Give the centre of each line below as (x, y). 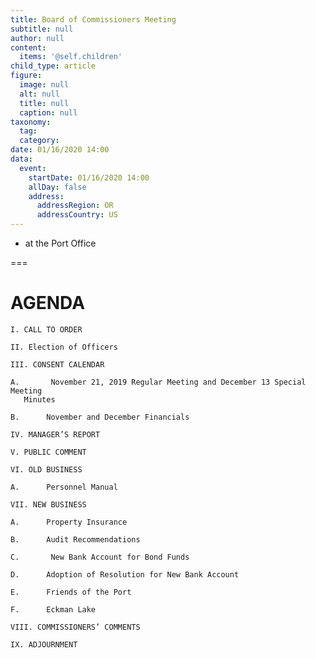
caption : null (48, 112)
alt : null (39, 94)
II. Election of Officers (64, 347)
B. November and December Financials (100, 417)
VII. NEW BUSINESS (48, 504)
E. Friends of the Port (71, 592)
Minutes (39, 399)
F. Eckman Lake (53, 609)
